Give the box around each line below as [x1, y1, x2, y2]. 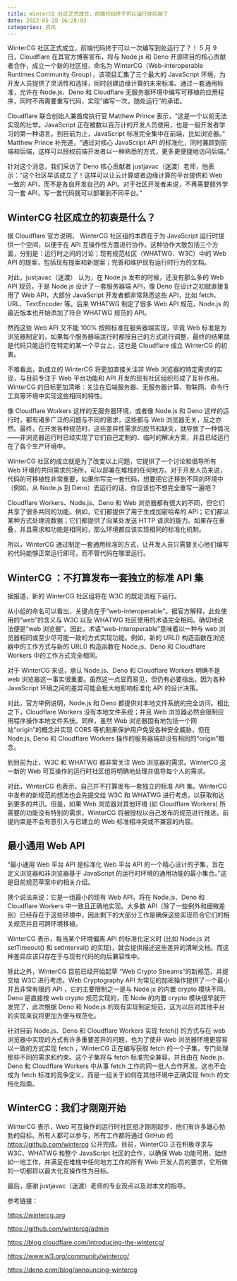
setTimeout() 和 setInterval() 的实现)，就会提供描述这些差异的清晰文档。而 [7, 943, 224, 951]
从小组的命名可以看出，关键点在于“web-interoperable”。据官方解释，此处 [7, 607, 221, 615]
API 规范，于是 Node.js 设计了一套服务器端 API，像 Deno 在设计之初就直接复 [7, 282, 230, 291]
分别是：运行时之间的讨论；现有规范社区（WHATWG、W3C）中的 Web [19, 249, 227, 258]
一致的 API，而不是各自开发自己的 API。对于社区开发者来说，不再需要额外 [7, 180, 222, 188]
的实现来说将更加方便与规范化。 [7, 1011, 100, 1019]
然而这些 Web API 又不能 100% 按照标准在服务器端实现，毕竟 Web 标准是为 [7, 323, 227, 332]
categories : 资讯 [7, 23, 56, 30]
